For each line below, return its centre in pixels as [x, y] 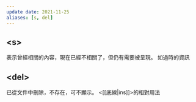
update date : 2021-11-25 [38, 12]
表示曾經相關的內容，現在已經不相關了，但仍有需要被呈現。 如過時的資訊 [98, 58]
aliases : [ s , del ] [30, 18]
